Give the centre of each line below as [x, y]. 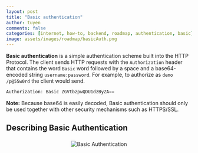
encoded [17, 75]
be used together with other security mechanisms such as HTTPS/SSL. [93, 109]
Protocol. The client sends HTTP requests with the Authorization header [94, 62]
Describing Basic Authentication [67, 128]
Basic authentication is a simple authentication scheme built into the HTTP [97, 56]
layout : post [22, 12]
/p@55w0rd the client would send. [46, 81]
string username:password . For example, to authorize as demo [101, 75]
